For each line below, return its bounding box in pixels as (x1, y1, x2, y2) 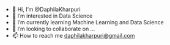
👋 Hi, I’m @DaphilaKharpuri (12, 6, 81, 13)
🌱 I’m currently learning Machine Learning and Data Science (12, 19, 164, 26)
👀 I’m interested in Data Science (12, 12, 93, 19)
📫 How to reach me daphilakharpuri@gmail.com (12, 32, 135, 39)
